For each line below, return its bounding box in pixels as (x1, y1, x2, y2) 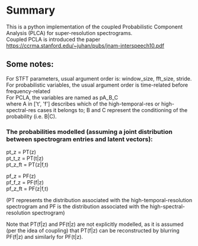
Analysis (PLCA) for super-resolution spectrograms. (6, 29, 133, 36)
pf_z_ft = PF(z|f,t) (6, 185, 49, 193)
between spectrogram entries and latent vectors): (6, 135, 153, 143)
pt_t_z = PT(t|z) (6, 155, 44, 162)
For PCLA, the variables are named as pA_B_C (6, 94, 119, 101)
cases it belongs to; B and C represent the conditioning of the (37, 106, 188, 113)
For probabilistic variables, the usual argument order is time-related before (6, 81, 189, 88)
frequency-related (6, 87, 50, 95)
